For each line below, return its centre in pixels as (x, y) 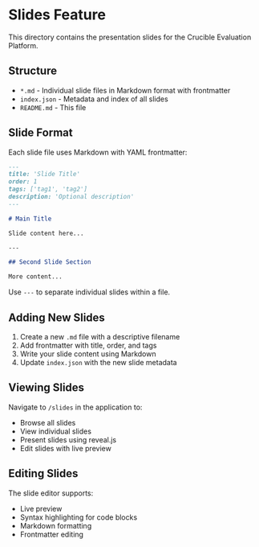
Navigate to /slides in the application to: (75, 407)
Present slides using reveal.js (68, 439)
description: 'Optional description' (71, 197)
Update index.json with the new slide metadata (99, 362)
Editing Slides (43, 473)
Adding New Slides (57, 317)
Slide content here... (46, 233)
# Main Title (30, 219)
